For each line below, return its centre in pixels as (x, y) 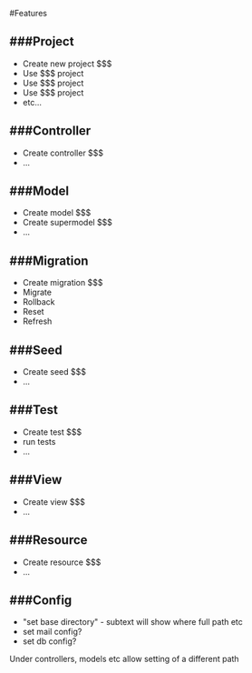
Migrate (37, 292)
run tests (39, 441)
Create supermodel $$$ (68, 223)
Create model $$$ (57, 213)
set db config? (49, 641)
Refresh (37, 321)
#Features (29, 13)
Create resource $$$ (62, 562)
